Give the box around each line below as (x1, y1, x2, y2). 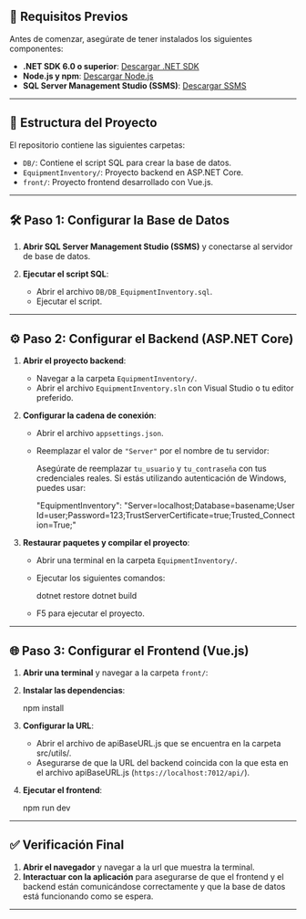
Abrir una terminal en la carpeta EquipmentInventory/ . (36, 555, 238, 566)
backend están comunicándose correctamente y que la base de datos (22, 881, 286, 892)
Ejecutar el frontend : (22, 785, 103, 796)
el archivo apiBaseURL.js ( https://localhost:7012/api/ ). (36, 768, 250, 778)
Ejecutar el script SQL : (22, 268, 109, 279)
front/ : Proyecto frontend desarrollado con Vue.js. (22, 176, 214, 187)
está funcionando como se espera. (22, 891, 154, 902)
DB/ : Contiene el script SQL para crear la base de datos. (22, 157, 232, 168)
